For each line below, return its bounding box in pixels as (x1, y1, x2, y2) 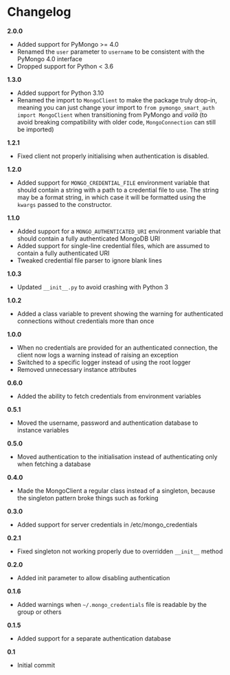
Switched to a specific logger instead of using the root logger (16, 358, 191, 366)
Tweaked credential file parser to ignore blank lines (16, 256, 163, 265)
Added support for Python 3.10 (16, 89, 104, 97)
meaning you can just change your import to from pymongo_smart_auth (16, 103, 215, 111)
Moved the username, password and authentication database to (16, 419, 198, 427)
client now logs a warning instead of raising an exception (16, 351, 179, 359)
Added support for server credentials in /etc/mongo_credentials (16, 520, 198, 529)
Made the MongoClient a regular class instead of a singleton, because (16, 486, 216, 495)
